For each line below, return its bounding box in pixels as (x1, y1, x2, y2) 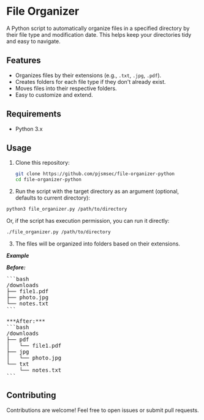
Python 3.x (15, 125, 43, 132)
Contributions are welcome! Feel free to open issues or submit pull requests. (6, 406, 199, 414)
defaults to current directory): (15, 194, 91, 201)
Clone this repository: (15, 159, 70, 167)
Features (6, 55, 41, 66)
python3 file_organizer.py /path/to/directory (6, 206, 127, 212)
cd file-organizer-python (15, 176, 81, 183)
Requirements (6, 109, 61, 119)
